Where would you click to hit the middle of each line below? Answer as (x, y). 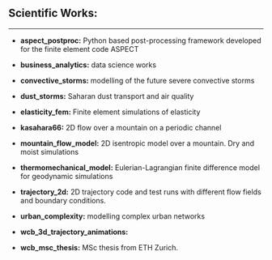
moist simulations (49, 151)
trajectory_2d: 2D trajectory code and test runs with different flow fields (140, 192)
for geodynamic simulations (66, 176)
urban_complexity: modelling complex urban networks (112, 216)
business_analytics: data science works (88, 65)
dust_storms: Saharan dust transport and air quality (107, 96)
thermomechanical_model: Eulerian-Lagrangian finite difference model (140, 167)
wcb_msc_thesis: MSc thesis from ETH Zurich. (99, 247)
